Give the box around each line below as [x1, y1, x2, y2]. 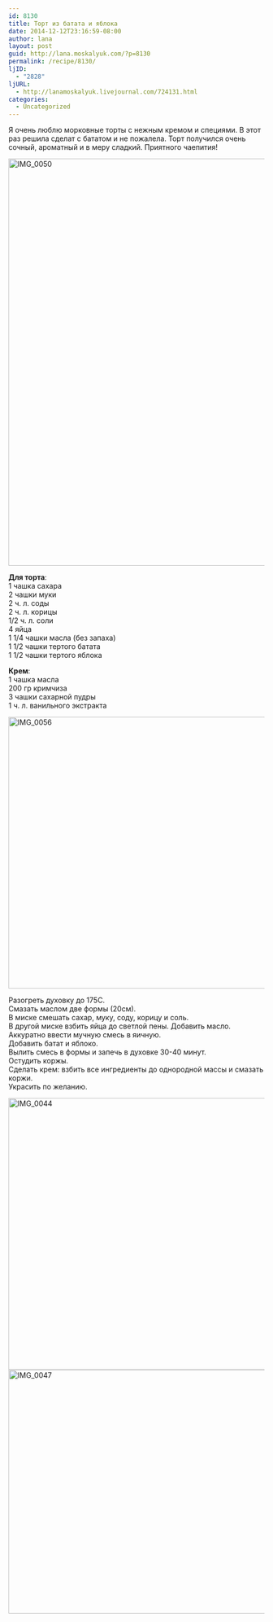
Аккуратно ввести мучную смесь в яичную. [8, 1030, 162, 1040]
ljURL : [8, 80, 31, 88]
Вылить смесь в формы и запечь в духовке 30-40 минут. [8, 1047, 207, 1057]
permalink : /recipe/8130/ [8, 58, 96, 66]
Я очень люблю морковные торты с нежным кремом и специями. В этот [8, 125, 262, 135]
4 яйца [8, 625, 32, 634]
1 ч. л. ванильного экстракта [8, 701, 107, 711]
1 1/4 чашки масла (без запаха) [8, 633, 116, 643]
